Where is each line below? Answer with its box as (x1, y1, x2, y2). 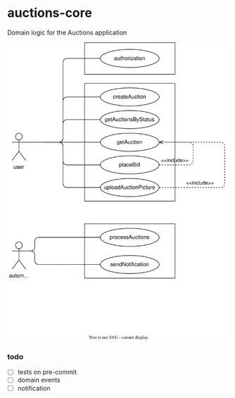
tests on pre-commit (17, 368, 77, 376)
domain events (17, 375, 61, 385)
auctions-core (7, 5, 93, 21)
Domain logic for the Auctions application (7, 28, 127, 37)
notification (17, 384, 51, 392)
